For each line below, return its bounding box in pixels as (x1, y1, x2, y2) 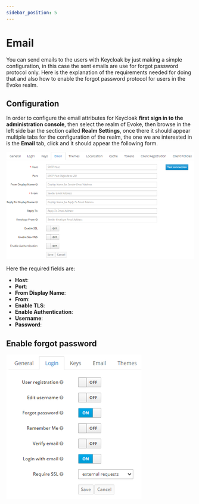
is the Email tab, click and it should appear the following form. (6, 140, 158, 147)
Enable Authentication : (14, 308, 73, 316)
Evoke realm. (6, 81, 38, 88)
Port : (14, 283, 28, 290)
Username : (14, 314, 43, 322)
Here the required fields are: (6, 265, 76, 272)
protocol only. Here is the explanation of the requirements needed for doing (6, 69, 192, 76)
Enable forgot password (6, 338, 97, 349)
